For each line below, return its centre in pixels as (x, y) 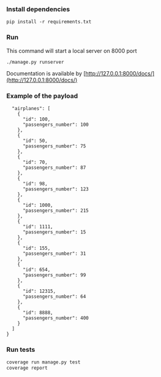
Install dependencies (38, 9)
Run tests (21, 349)
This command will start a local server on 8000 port (72, 50)
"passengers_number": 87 (54, 168)
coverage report (27, 368)
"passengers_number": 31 (54, 254)
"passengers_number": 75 (54, 146)
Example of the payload (42, 96)
